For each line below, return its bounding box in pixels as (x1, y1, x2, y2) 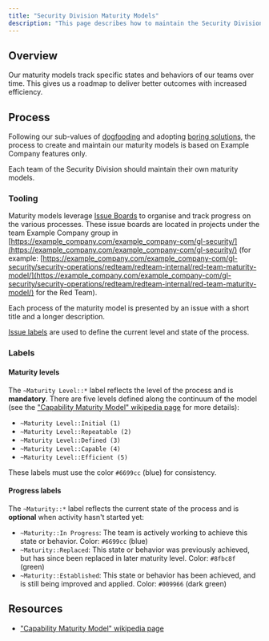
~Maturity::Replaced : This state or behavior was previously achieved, (19, 545, 250, 554)
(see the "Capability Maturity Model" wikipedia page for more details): (8, 402, 240, 412)
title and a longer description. (8, 312, 106, 322)
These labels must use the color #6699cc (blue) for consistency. (8, 467, 217, 477)
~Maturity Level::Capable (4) (19, 444, 122, 453)
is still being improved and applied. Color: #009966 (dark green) (19, 578, 227, 588)
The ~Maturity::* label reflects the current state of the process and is (8, 503, 239, 513)
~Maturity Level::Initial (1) (19, 419, 122, 428)
